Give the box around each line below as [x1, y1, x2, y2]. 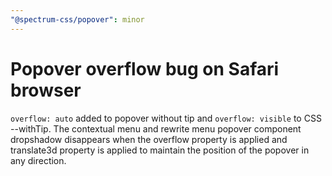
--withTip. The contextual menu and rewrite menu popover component [10, 122, 302, 135]
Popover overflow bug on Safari [10, 57, 280, 80]
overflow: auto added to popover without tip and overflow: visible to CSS [10, 112, 322, 124]
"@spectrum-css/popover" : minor [10, 14, 145, 25]
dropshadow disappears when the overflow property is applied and [10, 133, 288, 145]
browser [10, 79, 82, 101]
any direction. [10, 154, 67, 166]
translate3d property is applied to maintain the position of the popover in [10, 144, 310, 156]
